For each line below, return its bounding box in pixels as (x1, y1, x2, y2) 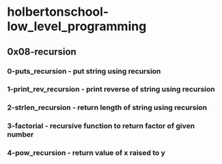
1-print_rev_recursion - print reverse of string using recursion (7, 85, 215, 94)
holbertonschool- (7, 4, 109, 20)
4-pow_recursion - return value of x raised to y (7, 148, 166, 158)
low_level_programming (7, 18, 147, 34)
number (7, 130, 34, 139)
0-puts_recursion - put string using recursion (7, 66, 161, 76)
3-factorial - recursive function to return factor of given (7, 121, 195, 131)
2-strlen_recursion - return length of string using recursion (7, 103, 207, 113)
